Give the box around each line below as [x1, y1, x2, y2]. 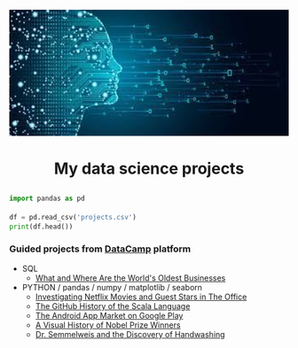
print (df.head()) [9, 222, 74, 231]
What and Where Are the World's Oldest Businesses [35, 272, 226, 283]
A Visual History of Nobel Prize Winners [35, 320, 181, 330]
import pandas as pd [9, 194, 86, 204]
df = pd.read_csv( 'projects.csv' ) [9, 213, 137, 221]
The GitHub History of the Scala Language [35, 300, 191, 311]
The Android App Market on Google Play [35, 310, 184, 321]
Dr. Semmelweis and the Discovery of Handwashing [35, 329, 225, 339]
